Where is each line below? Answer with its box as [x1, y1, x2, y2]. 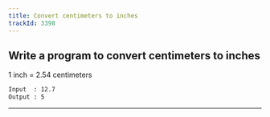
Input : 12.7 [8, 86, 56, 94]
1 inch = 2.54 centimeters [8, 70, 92, 80]
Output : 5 [8, 93, 45, 101]
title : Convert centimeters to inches [8, 11, 138, 20]
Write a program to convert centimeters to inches [8, 49, 261, 63]
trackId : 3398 [8, 19, 56, 27]
